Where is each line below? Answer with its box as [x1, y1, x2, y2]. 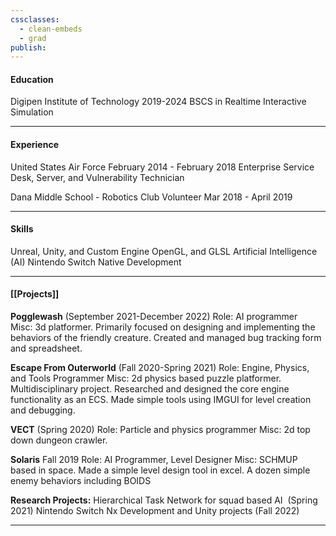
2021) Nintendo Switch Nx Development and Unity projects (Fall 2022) [10, 505, 300, 517]
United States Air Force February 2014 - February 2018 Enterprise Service [10, 161, 315, 173]
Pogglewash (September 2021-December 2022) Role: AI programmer [10, 311, 298, 323]
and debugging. [10, 404, 76, 416]
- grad [19, 33, 47, 43]
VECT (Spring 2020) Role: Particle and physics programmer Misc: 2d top [10, 424, 311, 436]
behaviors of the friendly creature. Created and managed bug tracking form [10, 332, 322, 344]
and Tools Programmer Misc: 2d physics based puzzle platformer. [10, 372, 282, 385]
